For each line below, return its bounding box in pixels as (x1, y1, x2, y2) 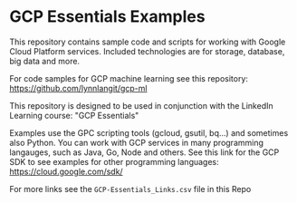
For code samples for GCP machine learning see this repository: (9, 72, 249, 83)
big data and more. (9, 55, 80, 66)
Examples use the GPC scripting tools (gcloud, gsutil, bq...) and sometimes (9, 127, 289, 138)
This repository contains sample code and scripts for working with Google (9, 36, 286, 47)
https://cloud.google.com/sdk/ (9, 166, 124, 177)
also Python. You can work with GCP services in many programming (9, 137, 264, 148)
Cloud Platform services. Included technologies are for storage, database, (9, 45, 285, 56)
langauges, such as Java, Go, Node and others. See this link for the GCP (9, 147, 280, 158)
